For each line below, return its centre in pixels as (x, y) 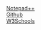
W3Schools (20, 21)
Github (14, 14)
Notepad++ (20, 8)
